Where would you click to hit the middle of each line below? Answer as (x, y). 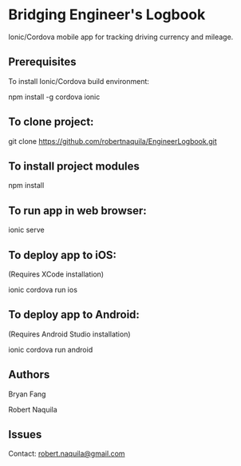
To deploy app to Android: (74, 315)
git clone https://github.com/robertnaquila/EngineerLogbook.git (113, 141)
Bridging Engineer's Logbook (107, 15)
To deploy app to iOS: (63, 255)
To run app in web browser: (78, 211)
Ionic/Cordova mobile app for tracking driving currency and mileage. (121, 37)
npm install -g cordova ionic (54, 97)
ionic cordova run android (51, 349)
